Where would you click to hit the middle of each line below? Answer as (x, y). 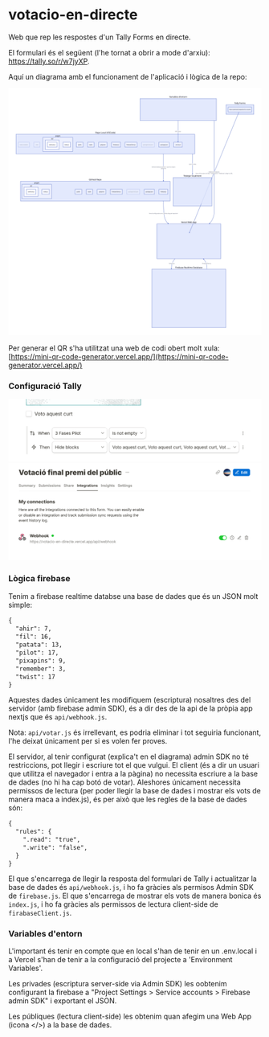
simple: (20, 605)
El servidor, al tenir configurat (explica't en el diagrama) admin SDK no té (128, 756)
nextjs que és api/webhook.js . (58, 716)
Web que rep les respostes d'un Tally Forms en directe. (100, 37)
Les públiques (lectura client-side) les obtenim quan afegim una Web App (130, 1016)
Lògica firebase (39, 579)
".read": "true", (52, 839)
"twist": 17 (36, 677)
